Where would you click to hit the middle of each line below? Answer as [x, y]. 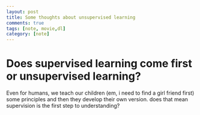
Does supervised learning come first [99, 64]
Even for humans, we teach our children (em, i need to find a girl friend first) [100, 93]
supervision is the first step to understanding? [63, 106]
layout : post [23, 12]
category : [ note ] [28, 34]
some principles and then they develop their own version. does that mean [97, 99]
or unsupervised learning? [74, 76]
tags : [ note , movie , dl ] [36, 28]
